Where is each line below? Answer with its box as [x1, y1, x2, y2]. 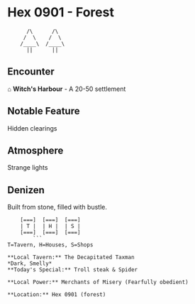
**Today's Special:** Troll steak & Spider [7, 266, 138, 273]
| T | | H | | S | [20, 223, 81, 230]
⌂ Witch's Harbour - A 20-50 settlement [7, 85, 126, 93]
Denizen [7, 184, 45, 196]
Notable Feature [7, 105, 80, 117]
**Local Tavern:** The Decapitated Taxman [7, 254, 135, 261]
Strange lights [7, 163, 48, 172]
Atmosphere [7, 144, 64, 156]
